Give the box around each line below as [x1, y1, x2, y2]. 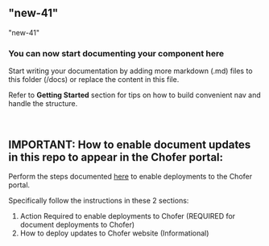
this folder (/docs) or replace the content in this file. [8, 75, 180, 84]
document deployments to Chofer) [19, 219, 135, 229]
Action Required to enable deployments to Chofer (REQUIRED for [19, 211, 236, 220]
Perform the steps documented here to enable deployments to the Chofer [8, 171, 252, 181]
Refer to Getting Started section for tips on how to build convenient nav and [8, 90, 262, 100]
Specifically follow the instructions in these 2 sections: [8, 195, 189, 205]
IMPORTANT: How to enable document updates [8, 137, 251, 151]
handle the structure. [8, 99, 78, 109]
